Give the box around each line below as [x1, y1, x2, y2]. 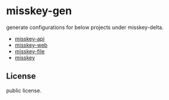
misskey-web [14, 41, 48, 49]
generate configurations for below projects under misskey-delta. [6, 24, 164, 31]
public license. [6, 87, 42, 94]
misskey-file [14, 47, 45, 54]
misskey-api [14, 35, 45, 42]
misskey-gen [6, 4, 72, 18]
